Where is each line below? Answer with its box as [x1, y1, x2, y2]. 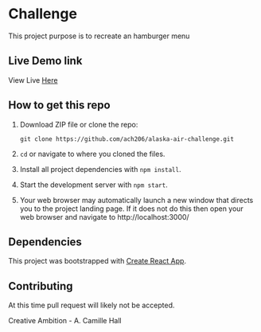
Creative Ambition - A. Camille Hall [8, 316, 122, 326]
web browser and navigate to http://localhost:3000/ [19, 212, 189, 221]
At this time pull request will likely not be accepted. [8, 300, 175, 311]
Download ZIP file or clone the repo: [19, 119, 138, 129]
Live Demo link [8, 54, 83, 68]
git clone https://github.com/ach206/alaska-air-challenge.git [19, 135, 235, 143]
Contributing [8, 279, 73, 293]
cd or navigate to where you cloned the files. [19, 149, 166, 158]
